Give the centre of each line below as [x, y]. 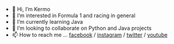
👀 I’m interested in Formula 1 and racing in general [74, 15]
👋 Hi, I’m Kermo [31, 9]
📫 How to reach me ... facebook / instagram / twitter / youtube [90, 35]
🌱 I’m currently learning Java [47, 22]
